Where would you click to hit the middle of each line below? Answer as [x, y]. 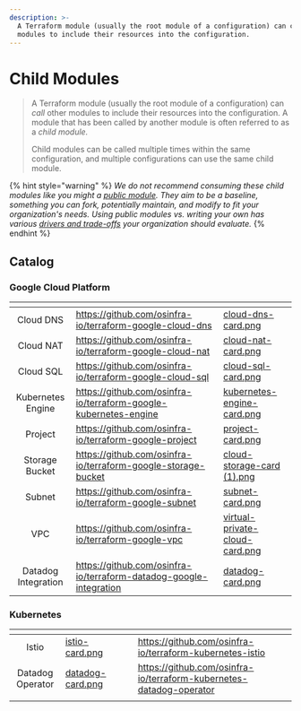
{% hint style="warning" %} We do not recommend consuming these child [146, 186]
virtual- [240, 517]
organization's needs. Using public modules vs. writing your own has [137, 214]
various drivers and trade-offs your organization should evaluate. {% [137, 224]
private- [241, 528]
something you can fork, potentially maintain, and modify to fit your [134, 205]
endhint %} [30, 233]
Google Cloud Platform [60, 287]
